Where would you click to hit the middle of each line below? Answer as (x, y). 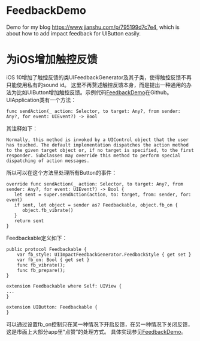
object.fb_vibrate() (48, 210)
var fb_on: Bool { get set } (53, 260)
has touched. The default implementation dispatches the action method (97, 145)
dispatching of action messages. (48, 161)
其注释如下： (22, 128)
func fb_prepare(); (41, 270)
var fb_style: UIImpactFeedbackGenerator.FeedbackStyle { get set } (104, 255)
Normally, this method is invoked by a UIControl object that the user (97, 140)
